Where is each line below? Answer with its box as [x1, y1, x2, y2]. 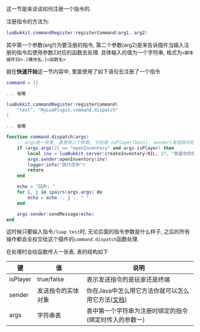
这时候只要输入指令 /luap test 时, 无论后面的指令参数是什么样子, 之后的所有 [6, 228, 190, 235]
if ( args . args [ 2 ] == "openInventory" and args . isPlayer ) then [17, 145, 174, 151]
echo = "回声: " [17, 184, 55, 190]
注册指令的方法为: [6, 18, 50, 25]
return [27, 167, 44, 173]
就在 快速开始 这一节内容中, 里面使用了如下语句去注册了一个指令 [6, 67, 161, 75]
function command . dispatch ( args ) [6, 134, 89, 140]
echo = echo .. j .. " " [27, 195, 89, 201]
